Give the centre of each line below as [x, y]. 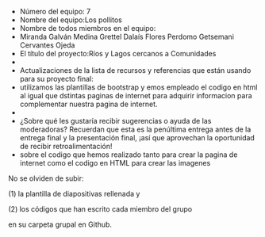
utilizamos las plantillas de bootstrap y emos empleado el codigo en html [138, 87]
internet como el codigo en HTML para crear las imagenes [115, 163]
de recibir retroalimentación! [66, 146]
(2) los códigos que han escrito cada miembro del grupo [100, 209]
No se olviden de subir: [46, 178]
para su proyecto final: [56, 79]
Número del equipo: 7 [55, 11]
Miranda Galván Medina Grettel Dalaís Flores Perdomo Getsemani [127, 36]
